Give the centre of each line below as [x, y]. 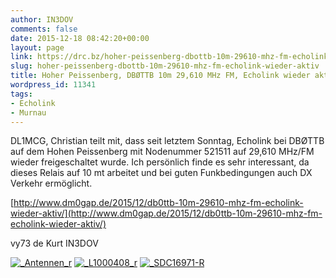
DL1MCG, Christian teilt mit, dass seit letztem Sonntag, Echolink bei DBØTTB [167, 141]
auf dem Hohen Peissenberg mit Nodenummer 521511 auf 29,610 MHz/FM [162, 152]
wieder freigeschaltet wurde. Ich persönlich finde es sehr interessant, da [160, 162]
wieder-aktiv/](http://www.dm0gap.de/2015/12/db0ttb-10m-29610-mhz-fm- [166, 213]
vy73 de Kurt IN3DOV [54, 243]
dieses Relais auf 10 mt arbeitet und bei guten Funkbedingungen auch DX [161, 173]
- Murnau [28, 112]
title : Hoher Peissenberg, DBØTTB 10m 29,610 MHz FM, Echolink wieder [160, 76]
